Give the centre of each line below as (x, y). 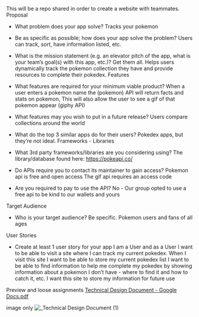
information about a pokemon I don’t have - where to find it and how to (101, 272)
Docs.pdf (18, 296)
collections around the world (50, 123)
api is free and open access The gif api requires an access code (93, 177)
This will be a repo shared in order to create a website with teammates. (93, 9)
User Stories (21, 235)
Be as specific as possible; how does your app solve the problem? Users (104, 38)
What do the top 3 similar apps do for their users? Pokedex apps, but (99, 134)
